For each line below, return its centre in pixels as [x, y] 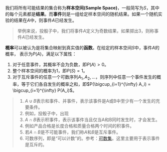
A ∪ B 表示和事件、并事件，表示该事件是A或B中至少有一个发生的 [90, 101]
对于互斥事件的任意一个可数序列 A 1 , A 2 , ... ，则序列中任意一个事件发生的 [84, 78]
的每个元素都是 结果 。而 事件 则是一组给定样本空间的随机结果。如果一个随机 [82, 14]
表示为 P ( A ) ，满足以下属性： [48, 54]
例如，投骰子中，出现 [47, 113]
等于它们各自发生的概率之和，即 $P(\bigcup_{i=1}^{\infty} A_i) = [86, 84]
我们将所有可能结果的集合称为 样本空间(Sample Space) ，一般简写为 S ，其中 [82, 8]
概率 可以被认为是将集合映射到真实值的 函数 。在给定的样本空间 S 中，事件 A [80, 48]
